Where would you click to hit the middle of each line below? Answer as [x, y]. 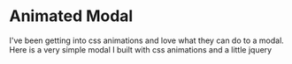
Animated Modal [71, 16]
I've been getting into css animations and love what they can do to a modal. [147, 40]
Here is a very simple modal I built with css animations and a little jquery [141, 49]
